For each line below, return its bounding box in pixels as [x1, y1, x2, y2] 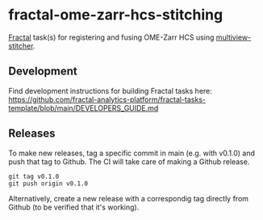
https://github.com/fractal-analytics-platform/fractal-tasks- [8, 95, 207, 104]
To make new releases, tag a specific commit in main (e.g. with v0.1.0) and [8, 148, 256, 158]
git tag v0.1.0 [8, 172, 60, 180]
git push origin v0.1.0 [8, 180, 89, 188]
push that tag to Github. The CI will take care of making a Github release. [8, 156, 250, 167]
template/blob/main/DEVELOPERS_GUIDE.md [8, 103, 159, 112]
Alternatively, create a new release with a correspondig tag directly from [8, 193, 248, 203]
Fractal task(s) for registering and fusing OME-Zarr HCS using [8, 32, 215, 42]
